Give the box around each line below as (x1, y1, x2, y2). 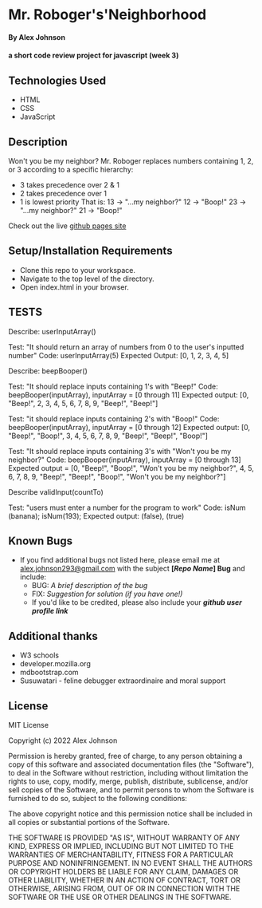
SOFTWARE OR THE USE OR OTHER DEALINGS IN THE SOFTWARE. (8, 892, 232, 902)
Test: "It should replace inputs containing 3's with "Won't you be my (8, 446, 232, 456)
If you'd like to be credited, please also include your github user (31, 598, 243, 607)
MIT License (8, 720, 49, 730)
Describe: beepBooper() (8, 365, 88, 376)
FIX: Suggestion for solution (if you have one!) (31, 589, 183, 599)
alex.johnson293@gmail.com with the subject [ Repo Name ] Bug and (19, 564, 245, 574)
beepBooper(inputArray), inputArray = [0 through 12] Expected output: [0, (8, 422, 251, 432)
